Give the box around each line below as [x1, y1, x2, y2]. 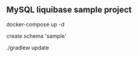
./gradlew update [6, 44, 49, 51]
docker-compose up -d [6, 20, 65, 28]
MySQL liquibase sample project [6, 5, 132, 15]
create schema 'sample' [6, 32, 67, 40]
